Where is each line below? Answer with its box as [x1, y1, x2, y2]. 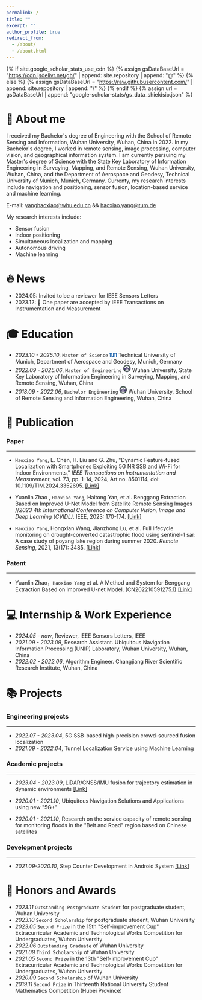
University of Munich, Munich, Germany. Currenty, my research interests [6, 177, 186, 184]
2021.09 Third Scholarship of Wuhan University [14, 949, 135, 956]
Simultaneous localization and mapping [14, 237, 113, 245]
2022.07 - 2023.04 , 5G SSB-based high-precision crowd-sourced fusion [14, 731, 195, 739]
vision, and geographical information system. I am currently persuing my [6, 151, 186, 158]
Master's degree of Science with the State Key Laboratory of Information [6, 158, 186, 165]
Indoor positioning [14, 231, 61, 239]
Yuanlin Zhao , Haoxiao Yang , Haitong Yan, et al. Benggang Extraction [14, 493, 186, 501]
